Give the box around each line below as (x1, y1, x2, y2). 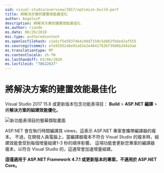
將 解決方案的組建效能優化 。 (5, 107, 61, 113)
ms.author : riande (5, 25, 42, 30)
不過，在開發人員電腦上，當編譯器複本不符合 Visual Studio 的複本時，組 (14, 134, 159, 140)
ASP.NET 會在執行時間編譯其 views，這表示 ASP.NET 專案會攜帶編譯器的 (5, 128, 152, 134)
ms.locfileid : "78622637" (5, 61, 58, 66)
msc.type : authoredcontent (5, 35, 60, 39)
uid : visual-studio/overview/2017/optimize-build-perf (5, 7, 119, 12)
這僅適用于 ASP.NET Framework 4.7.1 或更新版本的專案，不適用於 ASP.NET (5, 156, 157, 162)
